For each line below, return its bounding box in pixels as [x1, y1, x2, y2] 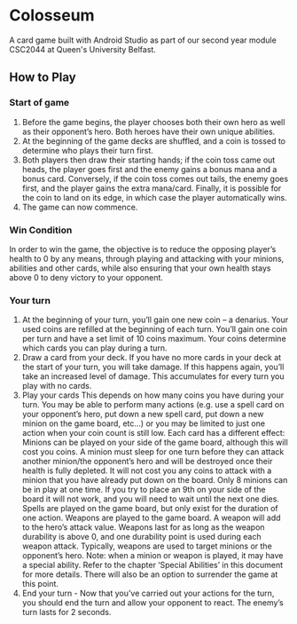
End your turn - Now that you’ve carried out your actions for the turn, [21, 588, 275, 599]
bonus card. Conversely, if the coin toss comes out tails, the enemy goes [21, 173, 289, 184]
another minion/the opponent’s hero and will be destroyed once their [21, 456, 273, 467]
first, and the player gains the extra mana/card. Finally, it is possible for [21, 183, 282, 194]
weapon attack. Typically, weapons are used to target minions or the [21, 541, 272, 551]
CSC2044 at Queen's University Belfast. [9, 43, 157, 54]
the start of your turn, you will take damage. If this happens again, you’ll [21, 361, 285, 373]
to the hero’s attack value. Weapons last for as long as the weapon [21, 522, 265, 533]
